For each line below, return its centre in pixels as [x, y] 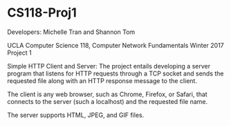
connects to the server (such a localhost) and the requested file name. [108, 101]
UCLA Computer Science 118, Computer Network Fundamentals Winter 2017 [116, 45]
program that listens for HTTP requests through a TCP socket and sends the [115, 73]
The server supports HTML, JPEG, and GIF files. [76, 115]
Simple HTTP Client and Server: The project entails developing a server [109, 66]
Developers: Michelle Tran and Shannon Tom [71, 32]
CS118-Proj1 [42, 13]
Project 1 [20, 53]
